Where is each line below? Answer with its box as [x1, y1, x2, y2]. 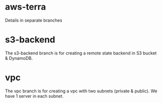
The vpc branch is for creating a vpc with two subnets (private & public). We [5, 88, 158, 94]
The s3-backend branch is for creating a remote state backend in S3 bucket [5, 50, 157, 56]
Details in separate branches [5, 17, 63, 23]
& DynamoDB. [5, 55, 33, 61]
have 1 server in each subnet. [5, 93, 64, 99]
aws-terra [5, 1, 46, 13]
